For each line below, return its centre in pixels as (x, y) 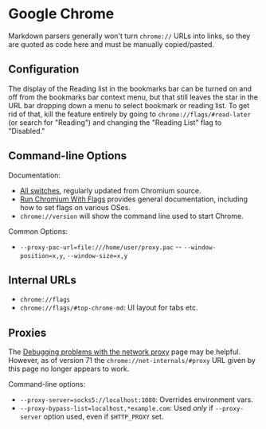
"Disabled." (27, 131)
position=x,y (41, 255)
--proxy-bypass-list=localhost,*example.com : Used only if (116, 408)
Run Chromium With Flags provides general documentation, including (134, 199)
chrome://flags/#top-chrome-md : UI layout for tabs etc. (109, 308)
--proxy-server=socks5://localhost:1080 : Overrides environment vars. (136, 400)
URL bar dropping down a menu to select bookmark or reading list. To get (129, 105)
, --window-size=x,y (95, 255)
